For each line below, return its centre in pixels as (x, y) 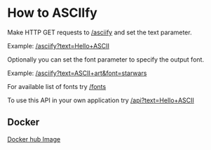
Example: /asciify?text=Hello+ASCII (59, 46)
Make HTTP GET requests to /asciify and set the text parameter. (100, 32)
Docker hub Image (34, 139)
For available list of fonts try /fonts (57, 86)
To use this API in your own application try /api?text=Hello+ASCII (101, 100)
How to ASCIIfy (53, 13)
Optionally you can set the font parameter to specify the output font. (106, 59)
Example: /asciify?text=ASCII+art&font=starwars (77, 73)
